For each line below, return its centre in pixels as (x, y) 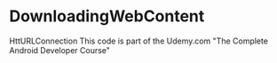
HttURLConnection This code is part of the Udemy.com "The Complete (139, 41)
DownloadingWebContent (107, 16)
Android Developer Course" (60, 50)
